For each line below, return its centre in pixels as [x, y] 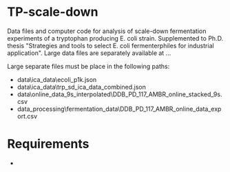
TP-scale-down [53, 12]
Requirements [48, 144]
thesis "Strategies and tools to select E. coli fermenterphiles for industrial [111, 45]
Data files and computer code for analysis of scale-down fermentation [107, 31]
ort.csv [27, 116]
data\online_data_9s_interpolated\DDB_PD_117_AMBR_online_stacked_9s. [119, 94]
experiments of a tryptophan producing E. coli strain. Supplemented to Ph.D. [115, 38]
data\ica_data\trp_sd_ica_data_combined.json [81, 87]
